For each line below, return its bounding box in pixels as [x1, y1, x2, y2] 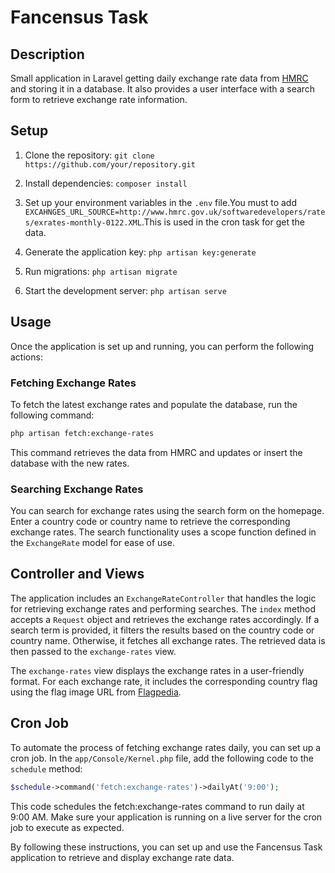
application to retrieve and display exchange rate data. [10, 851, 235, 863]
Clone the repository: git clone [24, 149, 155, 161]
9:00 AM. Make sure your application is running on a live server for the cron [10, 811, 323, 823]
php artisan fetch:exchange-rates [10, 428, 155, 438]
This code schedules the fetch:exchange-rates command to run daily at [10, 800, 305, 812]
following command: [10, 409, 95, 421]
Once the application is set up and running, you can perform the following [10, 340, 315, 352]
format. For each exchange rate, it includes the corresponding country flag [10, 675, 318, 687]
